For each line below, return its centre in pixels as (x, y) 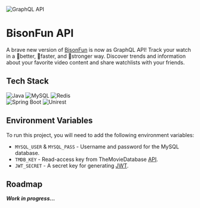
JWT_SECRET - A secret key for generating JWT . (72, 165)
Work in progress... (31, 198)
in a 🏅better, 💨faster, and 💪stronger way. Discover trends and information (96, 56)
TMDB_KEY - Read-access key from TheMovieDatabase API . (86, 159)
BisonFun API (40, 33)
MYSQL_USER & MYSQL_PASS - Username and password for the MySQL (97, 147)
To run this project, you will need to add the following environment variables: (100, 135)
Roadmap (24, 184)
